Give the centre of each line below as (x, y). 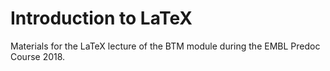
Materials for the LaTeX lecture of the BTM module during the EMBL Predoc (165, 46)
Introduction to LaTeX (101, 18)
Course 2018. (38, 56)
